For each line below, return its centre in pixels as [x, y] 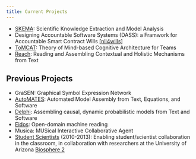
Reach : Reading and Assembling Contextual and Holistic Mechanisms [100, 53]
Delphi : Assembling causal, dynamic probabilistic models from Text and [102, 112]
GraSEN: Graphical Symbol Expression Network [73, 93]
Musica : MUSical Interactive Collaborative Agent [74, 131]
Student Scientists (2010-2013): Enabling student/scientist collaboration [102, 137]
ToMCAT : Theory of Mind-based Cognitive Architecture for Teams [95, 47]
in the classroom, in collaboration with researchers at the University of [101, 144]
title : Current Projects [37, 12]
